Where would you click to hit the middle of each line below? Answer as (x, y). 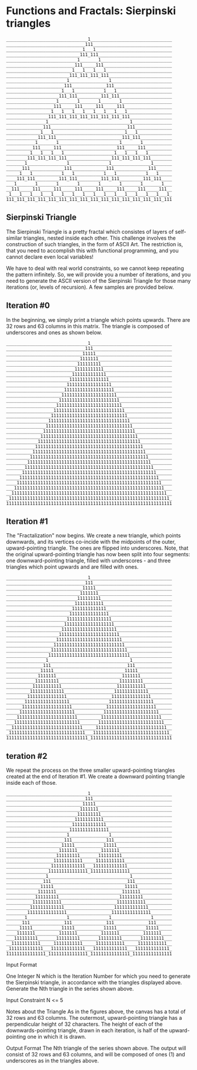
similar (14, 238)
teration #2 (27, 756)
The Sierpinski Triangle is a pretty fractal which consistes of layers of (90, 231)
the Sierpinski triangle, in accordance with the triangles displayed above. (94, 983)
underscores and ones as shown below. (54, 332)
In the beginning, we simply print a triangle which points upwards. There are (98, 319)
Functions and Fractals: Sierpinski (91, 11)
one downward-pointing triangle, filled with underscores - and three (89, 561)
